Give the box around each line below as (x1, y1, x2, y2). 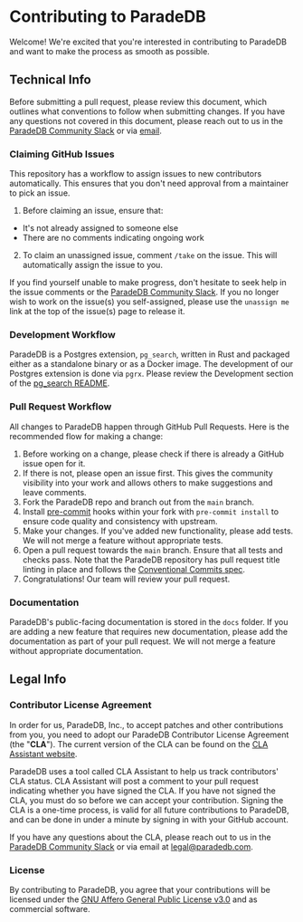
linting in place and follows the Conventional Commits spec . (22, 563, 246, 574)
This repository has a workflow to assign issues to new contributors (9, 168, 262, 179)
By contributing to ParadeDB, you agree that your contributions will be (9, 884, 271, 895)
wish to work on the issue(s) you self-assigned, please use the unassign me (9, 296, 289, 307)
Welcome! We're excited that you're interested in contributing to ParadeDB (9, 36, 288, 47)
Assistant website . (9, 748, 78, 759)
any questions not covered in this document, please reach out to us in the (9, 115, 283, 126)
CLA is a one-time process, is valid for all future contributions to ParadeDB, (9, 804, 289, 815)
